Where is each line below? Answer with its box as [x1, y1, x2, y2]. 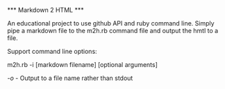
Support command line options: [7, 48, 97, 55]
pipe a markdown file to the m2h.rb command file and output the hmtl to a [7, 27, 219, 34]
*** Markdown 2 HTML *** [7, 6, 85, 14]
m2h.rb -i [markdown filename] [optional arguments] [7, 61, 158, 68]
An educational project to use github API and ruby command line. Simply [7, 19, 215, 27]
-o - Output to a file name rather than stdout [7, 74, 133, 82]
